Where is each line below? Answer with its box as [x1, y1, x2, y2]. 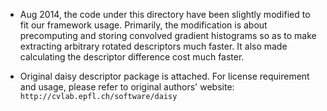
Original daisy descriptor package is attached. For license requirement [19, 70, 310, 82]
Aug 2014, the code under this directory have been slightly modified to [19, 9, 311, 20]
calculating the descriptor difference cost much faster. [19, 51, 245, 63]
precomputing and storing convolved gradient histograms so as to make [19, 30, 317, 41]
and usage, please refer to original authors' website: [19, 81, 235, 93]
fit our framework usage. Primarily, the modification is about [19, 19, 268, 31]
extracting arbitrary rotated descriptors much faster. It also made [19, 40, 288, 52]
